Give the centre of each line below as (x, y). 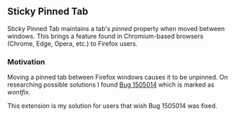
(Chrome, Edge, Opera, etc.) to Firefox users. (72, 43)
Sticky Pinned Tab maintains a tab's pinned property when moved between (116, 28)
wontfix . (19, 92)
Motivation (26, 61)
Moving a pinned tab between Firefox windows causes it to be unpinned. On (118, 78)
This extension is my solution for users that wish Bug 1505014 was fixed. (113, 106)
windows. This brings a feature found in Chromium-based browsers (106, 36)
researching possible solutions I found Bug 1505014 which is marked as (111, 85)
